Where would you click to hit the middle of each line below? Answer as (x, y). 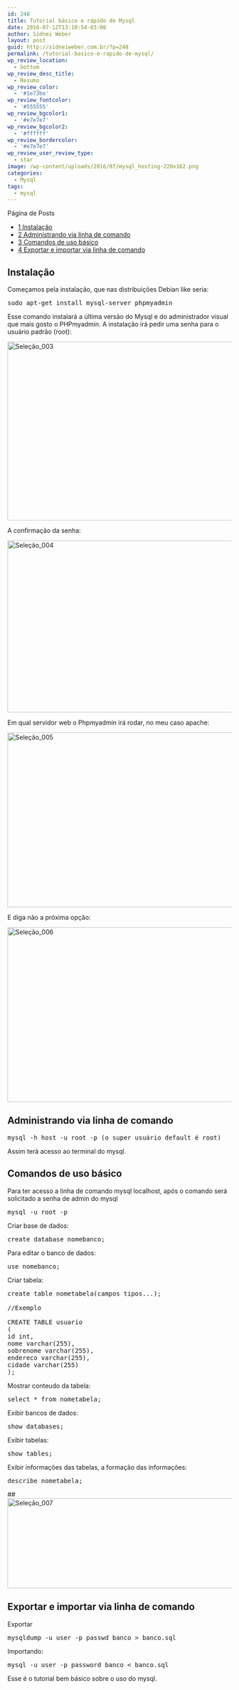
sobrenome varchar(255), (51, 1351)
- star (23, 160)
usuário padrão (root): (40, 332)
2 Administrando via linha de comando (74, 235)
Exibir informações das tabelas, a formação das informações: (97, 1467)
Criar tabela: (26, 1280)
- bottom (27, 67)
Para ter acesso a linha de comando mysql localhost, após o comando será (117, 1191)
